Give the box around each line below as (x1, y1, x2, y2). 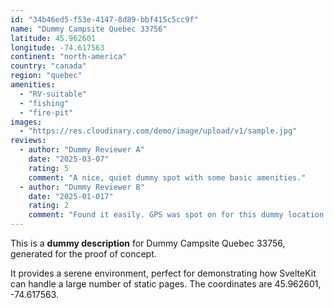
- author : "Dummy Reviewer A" (19, 145, 145, 155)
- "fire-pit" (19, 107, 74, 118)
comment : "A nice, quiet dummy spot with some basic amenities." (28, 172, 307, 183)
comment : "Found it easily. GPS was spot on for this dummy (28, 210, 284, 220)
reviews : (10, 136, 47, 146)
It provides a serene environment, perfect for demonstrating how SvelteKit (10, 267, 317, 279)
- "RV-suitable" (19, 89, 87, 99)
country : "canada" (10, 61, 87, 71)
